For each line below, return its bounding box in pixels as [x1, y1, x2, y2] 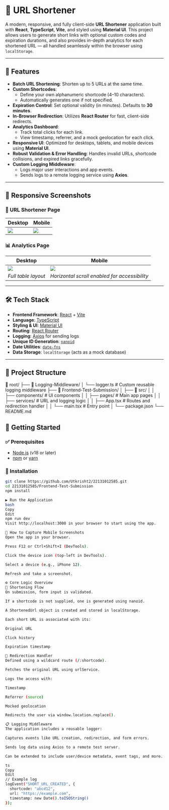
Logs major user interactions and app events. [20, 166, 114, 172]
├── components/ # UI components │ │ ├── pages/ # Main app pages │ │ [5, 392, 161, 398]
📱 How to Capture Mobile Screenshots [5, 530, 84, 535]
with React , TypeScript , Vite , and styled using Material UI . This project [5, 26, 153, 32]
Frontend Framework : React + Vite [12, 311, 86, 317]
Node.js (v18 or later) [12, 450, 56, 456]
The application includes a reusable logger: [5, 726, 102, 732]
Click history [5, 635, 35, 640]
